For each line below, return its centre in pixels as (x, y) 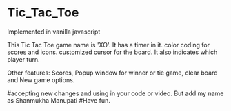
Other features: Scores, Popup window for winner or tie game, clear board (113, 73)
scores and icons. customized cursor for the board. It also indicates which (112, 52)
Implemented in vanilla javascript (54, 32)
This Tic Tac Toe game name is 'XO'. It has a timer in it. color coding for (109, 45)
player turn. (23, 59)
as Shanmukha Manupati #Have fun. (59, 100)
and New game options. (41, 79)
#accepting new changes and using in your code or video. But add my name (115, 93)
